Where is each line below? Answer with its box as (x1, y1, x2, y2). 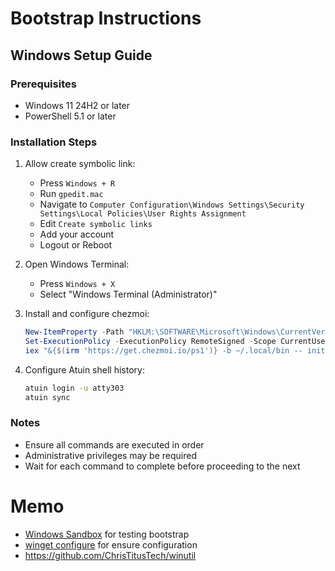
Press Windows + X (39, 278, 116, 290)
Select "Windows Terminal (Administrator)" (39, 288, 218, 301)
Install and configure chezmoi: (24, 308, 150, 320)
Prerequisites (10, 77, 77, 91)
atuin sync (24, 392, 71, 402)
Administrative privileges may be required (24, 449, 197, 461)
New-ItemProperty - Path (24, 327, 125, 337)
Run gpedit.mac (39, 188, 104, 200)
